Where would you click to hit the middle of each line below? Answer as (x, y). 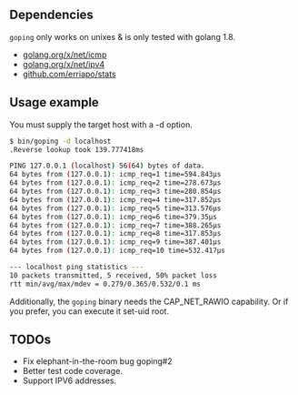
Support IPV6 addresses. (70, 380)
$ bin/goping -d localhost (60, 141)
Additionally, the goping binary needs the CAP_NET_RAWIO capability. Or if (149, 301)
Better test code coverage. (72, 371)
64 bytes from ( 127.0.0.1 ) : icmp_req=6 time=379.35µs (114, 217)
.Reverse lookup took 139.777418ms (77, 149)
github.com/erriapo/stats (69, 74)
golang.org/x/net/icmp (65, 55)
